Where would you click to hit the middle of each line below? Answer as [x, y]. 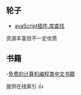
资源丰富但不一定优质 [31, 38]
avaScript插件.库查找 [40, 26]
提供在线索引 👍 [25, 86]
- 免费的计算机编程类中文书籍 [40, 74]
